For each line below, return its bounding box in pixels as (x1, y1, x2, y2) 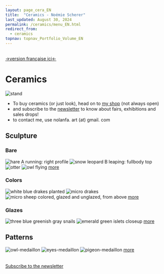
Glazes (5, 206, 23, 214)
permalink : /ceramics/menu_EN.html (5, 22, 81, 27)
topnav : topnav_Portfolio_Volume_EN (5, 36, 83, 41)
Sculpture (5, 132, 37, 140)
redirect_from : (5, 27, 38, 32)
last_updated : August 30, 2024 (5, 17, 72, 22)
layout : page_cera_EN (5, 7, 52, 13)
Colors (5, 177, 22, 184)
